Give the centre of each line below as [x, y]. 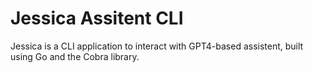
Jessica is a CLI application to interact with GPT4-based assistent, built [157, 46]
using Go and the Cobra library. [75, 56]
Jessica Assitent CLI [97, 18]
